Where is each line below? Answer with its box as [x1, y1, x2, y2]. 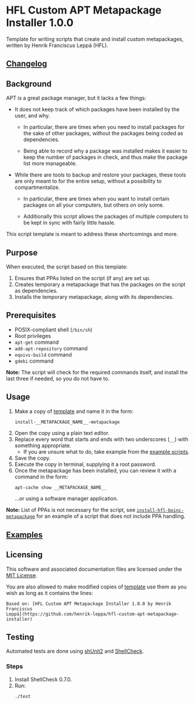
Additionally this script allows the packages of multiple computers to [23, 213, 189, 220]
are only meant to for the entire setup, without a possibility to [14, 178, 162, 185]
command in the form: [14, 473, 69, 480]
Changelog [6, 59, 47, 69]
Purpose [6, 248, 38, 258]
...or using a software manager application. [14, 495, 118, 502]
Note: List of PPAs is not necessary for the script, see [6, 507, 136, 514]
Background [6, 79, 52, 89]
